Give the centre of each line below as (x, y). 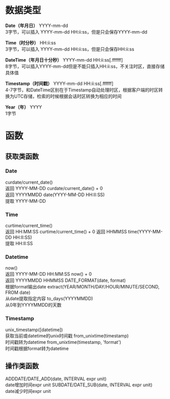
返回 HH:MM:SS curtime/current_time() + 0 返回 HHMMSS (66, 232)
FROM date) (18, 292)
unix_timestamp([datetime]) (34, 330)
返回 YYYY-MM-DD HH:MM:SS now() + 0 (49, 274)
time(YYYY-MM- (145, 232)
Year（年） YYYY (24, 107)
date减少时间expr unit (28, 391)
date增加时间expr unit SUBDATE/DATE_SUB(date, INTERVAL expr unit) (79, 385)
